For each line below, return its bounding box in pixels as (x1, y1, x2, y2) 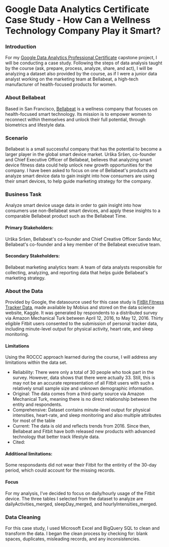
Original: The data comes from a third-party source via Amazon (12, 391, 145, 397)
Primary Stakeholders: (5, 224, 54, 231)
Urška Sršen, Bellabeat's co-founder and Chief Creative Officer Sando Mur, (5, 236, 162, 242)
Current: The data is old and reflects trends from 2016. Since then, (12, 423, 150, 429)
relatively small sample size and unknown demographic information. (12, 386, 154, 392)
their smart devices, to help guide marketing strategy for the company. (5, 178, 152, 184)
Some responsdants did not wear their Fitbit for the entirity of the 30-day (5, 462, 157, 468)
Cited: (12, 439, 25, 445)
